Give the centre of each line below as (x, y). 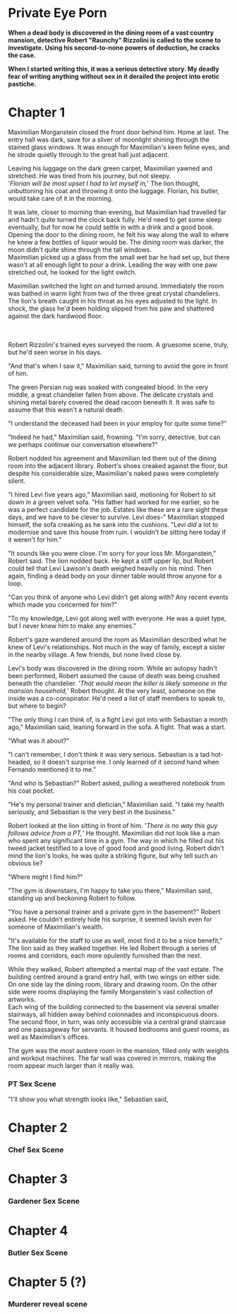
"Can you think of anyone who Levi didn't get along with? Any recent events (118, 597)
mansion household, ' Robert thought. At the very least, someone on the (112, 690)
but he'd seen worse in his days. (55, 352)
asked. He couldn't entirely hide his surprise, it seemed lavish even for (110, 919)
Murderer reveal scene (48, 1304)
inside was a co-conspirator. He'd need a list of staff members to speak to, (116, 698)
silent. (17, 481)
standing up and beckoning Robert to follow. (72, 898)
